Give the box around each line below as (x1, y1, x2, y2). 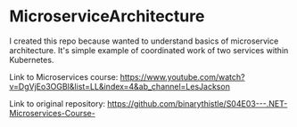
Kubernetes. (9, 54, 54, 65)
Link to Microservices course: (9, 71, 119, 82)
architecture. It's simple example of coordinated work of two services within (9, 44, 289, 55)
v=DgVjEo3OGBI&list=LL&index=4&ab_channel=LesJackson (9, 81, 230, 91)
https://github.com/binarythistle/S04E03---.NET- (106, 98, 288, 108)
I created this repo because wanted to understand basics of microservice (9, 36, 279, 46)
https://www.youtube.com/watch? (120, 71, 245, 82)
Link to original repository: (9, 98, 105, 108)
